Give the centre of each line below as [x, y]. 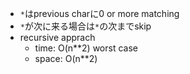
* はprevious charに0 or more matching [99, 13]
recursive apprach [57, 37]
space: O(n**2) [66, 58]
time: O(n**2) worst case [86, 48]
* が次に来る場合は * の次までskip [85, 26]
